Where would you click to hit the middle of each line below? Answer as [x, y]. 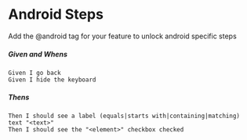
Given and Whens [38, 54]
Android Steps [56, 14]
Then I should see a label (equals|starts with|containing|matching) [124, 116]
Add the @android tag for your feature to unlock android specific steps [122, 36]
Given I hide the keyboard [52, 80]
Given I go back [35, 73]
